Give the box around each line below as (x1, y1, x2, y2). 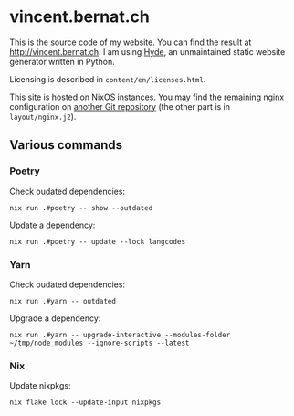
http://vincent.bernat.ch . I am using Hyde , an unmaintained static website (9, 46, 286, 57)
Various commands (9, 137, 123, 153)
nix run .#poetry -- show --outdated (9, 203, 153, 212)
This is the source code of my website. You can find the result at (9, 37, 252, 48)
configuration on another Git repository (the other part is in (9, 101, 231, 112)
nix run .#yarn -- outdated (9, 296, 117, 305)
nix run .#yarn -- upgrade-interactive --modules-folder (9, 330, 231, 339)
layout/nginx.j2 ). (9, 111, 77, 122)
